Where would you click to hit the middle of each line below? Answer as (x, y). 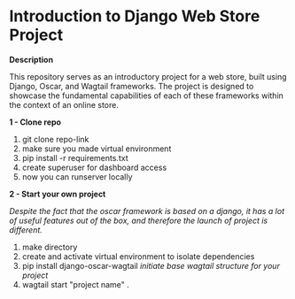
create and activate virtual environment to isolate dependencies (138, 256)
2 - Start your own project (58, 194)
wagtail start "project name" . (76, 284)
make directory (50, 247)
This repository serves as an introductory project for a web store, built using (148, 76)
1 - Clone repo (35, 122)
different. (26, 230)
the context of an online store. (64, 104)
